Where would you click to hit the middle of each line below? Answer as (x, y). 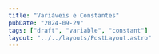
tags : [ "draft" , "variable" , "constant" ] (78, 30)
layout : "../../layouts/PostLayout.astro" (80, 38)
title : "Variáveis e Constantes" (64, 15)
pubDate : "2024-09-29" (46, 23)
